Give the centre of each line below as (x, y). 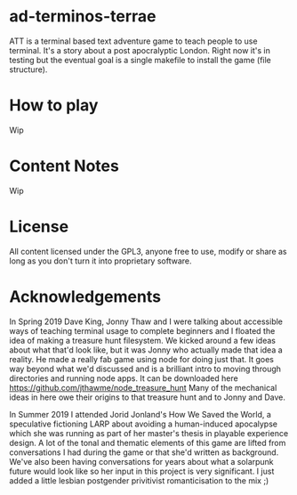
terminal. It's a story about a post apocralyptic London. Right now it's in (140, 50)
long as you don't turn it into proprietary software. (100, 261)
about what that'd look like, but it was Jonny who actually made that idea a (146, 350)
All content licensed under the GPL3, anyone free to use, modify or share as (148, 251)
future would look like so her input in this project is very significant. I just (142, 471)
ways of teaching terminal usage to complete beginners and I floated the (142, 330)
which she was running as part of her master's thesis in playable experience (149, 433)
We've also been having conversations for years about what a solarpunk (141, 461)
